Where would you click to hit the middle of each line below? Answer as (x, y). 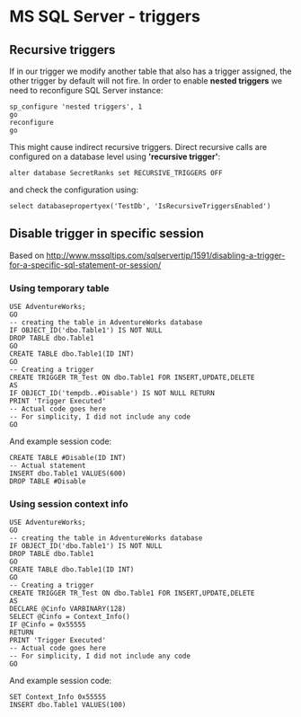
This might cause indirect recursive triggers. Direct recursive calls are (138, 147)
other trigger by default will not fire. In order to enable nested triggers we (146, 81)
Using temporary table (59, 288)
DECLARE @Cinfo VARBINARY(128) (68, 609)
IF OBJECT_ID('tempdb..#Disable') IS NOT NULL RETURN (112, 394)
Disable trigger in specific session (107, 234)
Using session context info (69, 504)
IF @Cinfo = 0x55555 (48, 625)
